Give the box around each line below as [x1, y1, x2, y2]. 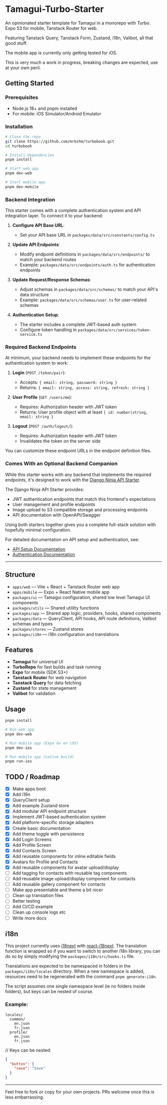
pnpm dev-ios [5, 745, 32, 750]
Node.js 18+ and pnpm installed [12, 105, 78, 111]
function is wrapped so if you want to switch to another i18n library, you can [5, 948, 161, 954]
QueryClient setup [12, 797, 50, 803]
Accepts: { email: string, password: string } [19, 379, 118, 385]
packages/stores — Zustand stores [12, 626, 83, 632]
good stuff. [5, 40, 28, 46]
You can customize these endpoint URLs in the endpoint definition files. [5, 448, 152, 454]
